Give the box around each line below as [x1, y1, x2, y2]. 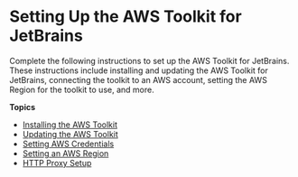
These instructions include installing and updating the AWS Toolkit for [9, 65, 269, 76]
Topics [9, 101, 36, 112]
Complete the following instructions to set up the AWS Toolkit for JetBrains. [9, 55, 290, 66]
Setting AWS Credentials [22, 138, 115, 149]
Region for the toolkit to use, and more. [9, 84, 155, 95]
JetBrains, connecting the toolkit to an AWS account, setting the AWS [9, 74, 268, 85]
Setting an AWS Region [22, 147, 109, 159]
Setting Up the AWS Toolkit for [9, 6, 242, 27]
